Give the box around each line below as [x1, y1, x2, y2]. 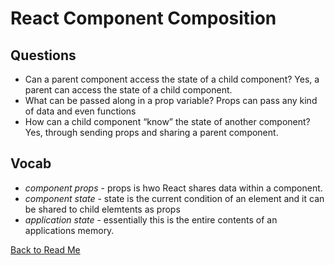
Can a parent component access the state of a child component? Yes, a [24, 73, 320, 85]
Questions [10, 47, 77, 64]
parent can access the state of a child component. [24, 84, 233, 96]
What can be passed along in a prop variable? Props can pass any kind [24, 95, 318, 106]
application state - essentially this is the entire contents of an [24, 213, 278, 226]
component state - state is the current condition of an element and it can [24, 192, 325, 204]
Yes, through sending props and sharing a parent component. [24, 127, 279, 138]
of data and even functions [24, 105, 137, 117]
